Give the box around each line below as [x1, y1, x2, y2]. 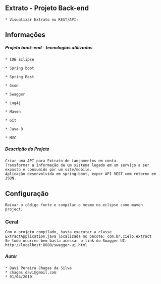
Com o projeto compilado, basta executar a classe [5, 230, 112, 235]
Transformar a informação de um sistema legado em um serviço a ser [5, 163, 150, 168]
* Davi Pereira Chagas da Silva [5, 266, 72, 271]
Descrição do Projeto [5, 146, 50, 152]
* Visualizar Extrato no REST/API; [5, 17, 79, 22]
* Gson [5, 83, 19, 89]
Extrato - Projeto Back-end [5, 4, 89, 12]
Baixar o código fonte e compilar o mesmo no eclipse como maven [5, 202, 143, 207]
